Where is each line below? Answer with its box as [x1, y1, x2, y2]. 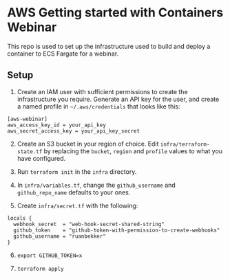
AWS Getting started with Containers [7, 5, 224, 21]
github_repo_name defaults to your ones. [17, 188, 131, 197]
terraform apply [17, 265, 64, 272]
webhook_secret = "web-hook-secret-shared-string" [13, 221, 165, 227]
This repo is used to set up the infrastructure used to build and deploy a [7, 42, 211, 50]
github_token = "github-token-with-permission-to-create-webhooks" [13, 227, 220, 234]
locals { [7, 214, 32, 221]
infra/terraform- [160, 141, 210, 148]
